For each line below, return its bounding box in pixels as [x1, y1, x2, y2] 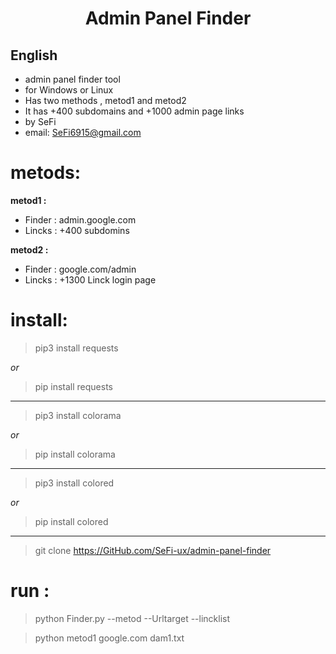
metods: [10, 162, 82, 184]
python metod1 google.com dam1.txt [34, 632, 185, 644]
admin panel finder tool [24, 73, 121, 85]
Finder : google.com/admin [24, 263, 137, 275]
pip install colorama [34, 448, 116, 460]
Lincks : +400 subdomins [24, 224, 130, 236]
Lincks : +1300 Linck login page [24, 273, 157, 286]
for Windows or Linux [24, 84, 114, 96]
